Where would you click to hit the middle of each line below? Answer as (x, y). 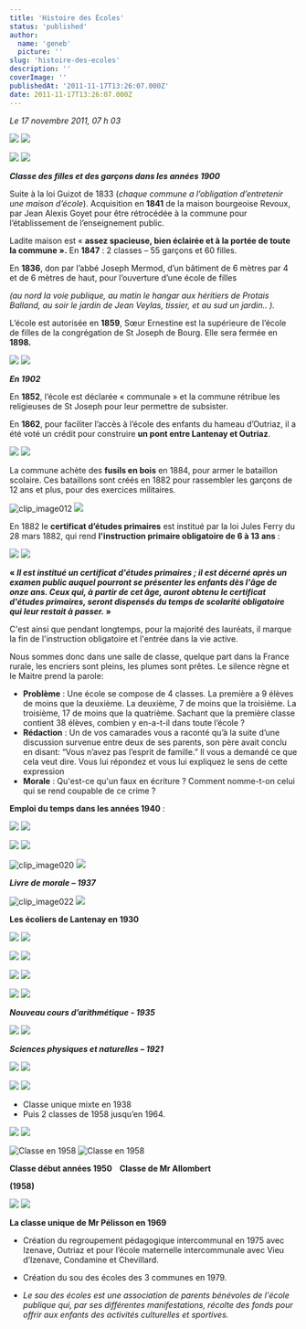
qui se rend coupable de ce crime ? (89, 791)
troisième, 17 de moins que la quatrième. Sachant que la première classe (159, 713)
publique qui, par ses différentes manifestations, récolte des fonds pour (158, 1304)
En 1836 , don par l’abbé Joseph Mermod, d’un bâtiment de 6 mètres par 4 (149, 268)
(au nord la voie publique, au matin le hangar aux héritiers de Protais (139, 295)
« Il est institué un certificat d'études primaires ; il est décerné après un (148, 572)
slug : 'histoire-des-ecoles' (65, 60)
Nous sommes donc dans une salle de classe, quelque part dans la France (149, 656)
